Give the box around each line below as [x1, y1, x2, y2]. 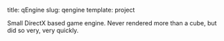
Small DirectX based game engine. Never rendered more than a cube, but [7, 19, 217, 27]
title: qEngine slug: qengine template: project [7, 6, 135, 14]
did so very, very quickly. [7, 27, 79, 34]
